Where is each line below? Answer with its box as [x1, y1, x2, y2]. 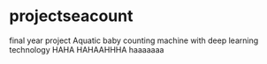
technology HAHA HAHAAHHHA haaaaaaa [9, 44, 164, 54]
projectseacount [9, 6, 133, 26]
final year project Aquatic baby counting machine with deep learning [9, 35, 259, 46]
